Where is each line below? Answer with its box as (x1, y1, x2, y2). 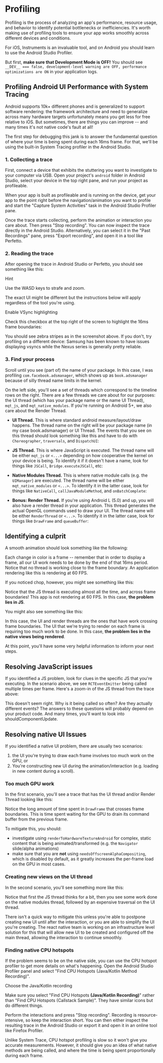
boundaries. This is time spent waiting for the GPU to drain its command (5, 811, 149, 817)
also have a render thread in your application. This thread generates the (12, 502, 156, 508)
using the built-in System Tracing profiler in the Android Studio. (5, 144, 132, 150)
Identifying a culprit (5, 532, 66, 541)
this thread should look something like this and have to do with (12, 433, 138, 439)
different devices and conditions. (5, 35, 72, 41)
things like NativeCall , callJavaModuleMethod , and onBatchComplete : (12, 488, 147, 494)
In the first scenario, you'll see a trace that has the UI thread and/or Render (5, 791, 155, 797)
